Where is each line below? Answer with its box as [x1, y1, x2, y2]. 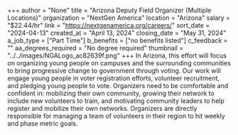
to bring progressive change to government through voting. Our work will [7, 67, 222, 75]
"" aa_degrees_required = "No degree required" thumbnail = [7, 44, 184, 52]
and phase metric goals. [7, 119, 78, 127]
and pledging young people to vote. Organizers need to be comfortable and [7, 82, 229, 90]
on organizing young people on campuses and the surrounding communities [7, 59, 231, 67]
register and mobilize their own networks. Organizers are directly [7, 104, 198, 112]
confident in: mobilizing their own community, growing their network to [7, 89, 215, 97]
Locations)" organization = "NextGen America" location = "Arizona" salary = [7, 13, 231, 22]
